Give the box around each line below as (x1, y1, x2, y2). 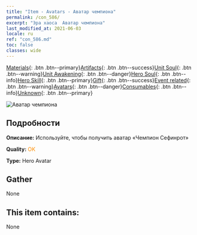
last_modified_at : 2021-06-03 (6, 25, 82, 32)
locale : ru (6, 31, 33, 37)
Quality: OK (6, 146, 36, 153)
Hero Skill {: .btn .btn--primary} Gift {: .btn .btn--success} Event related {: (17, 76, 191, 84)
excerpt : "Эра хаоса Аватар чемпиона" (6, 20, 106, 26)
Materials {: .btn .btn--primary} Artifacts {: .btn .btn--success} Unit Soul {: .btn (6, 64, 192, 71)
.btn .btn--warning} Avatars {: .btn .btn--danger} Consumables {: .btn (6, 83, 171, 90)
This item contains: (6, 207, 79, 218)
